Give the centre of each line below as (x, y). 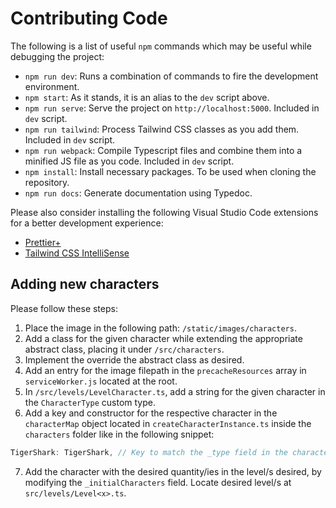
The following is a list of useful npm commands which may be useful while (161, 46)
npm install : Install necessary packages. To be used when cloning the (170, 171)
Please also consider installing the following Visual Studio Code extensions (164, 212)
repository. (47, 182)
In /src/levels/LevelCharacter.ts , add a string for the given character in (175, 391)
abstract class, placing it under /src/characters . (124, 349)
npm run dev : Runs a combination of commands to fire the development (171, 76)
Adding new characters (85, 284)
